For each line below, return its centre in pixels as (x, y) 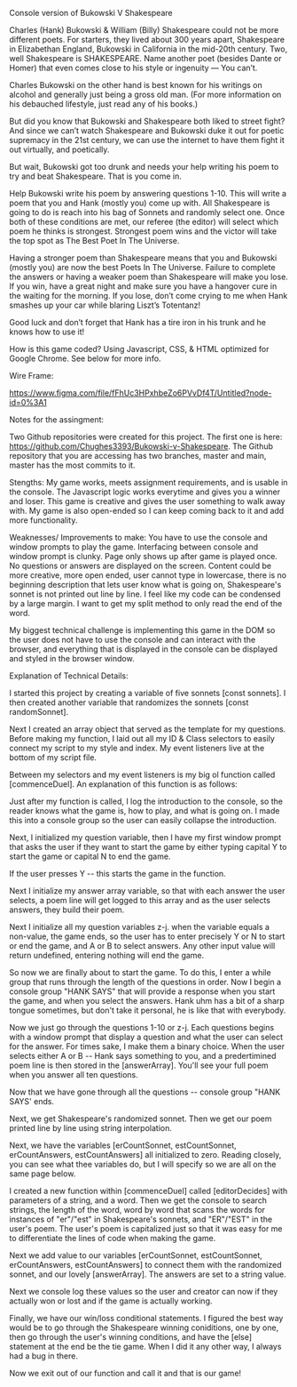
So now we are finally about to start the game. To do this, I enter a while (141, 972)
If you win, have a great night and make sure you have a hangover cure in (143, 286)
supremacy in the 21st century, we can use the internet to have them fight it (147, 140)
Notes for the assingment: (57, 420)
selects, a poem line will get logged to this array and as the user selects (140, 900)
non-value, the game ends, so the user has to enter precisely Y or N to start (147, 936)
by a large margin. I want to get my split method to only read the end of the (146, 603)
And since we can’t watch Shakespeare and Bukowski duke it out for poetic (147, 131)
